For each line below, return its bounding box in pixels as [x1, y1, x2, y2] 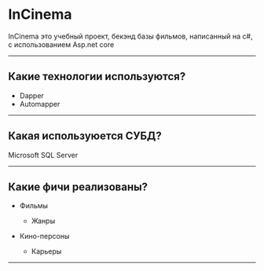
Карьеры [31, 247, 62, 256]
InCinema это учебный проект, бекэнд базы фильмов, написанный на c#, [8, 31, 253, 41]
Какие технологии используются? [8, 70, 186, 83]
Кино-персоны [19, 232, 70, 241]
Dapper [19, 90, 45, 100]
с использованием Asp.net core [8, 39, 115, 49]
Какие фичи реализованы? [8, 180, 148, 193]
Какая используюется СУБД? [8, 130, 163, 143]
